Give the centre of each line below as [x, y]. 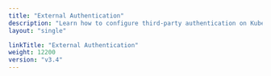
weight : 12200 [32, 53]
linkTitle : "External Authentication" [73, 45]
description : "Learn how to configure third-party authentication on [128, 23]
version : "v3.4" [35, 60]
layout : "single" [38, 30]
